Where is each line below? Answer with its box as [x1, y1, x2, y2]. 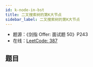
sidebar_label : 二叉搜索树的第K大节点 [5, 17, 80, 22]
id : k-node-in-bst [5, 7, 44, 13]
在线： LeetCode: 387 [12, 38, 58, 44]
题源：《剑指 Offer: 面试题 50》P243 [12, 31, 88, 38]
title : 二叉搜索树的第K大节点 [5, 12, 62, 17]
